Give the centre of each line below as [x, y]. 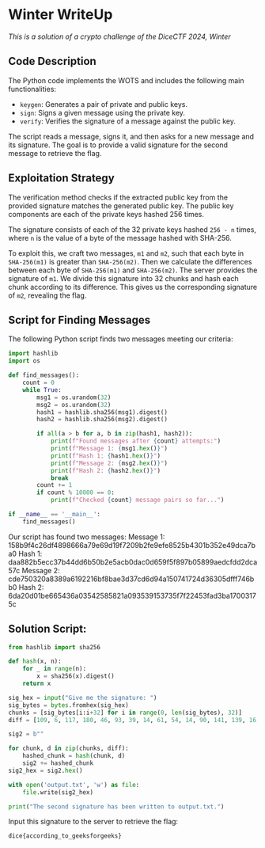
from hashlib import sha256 [55, 647]
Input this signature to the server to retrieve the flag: [93, 822]
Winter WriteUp [61, 15]
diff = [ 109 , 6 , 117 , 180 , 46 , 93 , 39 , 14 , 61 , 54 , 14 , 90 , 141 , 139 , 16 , [134, 720]
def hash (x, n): [35, 662]
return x [37, 684]
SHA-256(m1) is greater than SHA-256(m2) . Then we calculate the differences [130, 261]
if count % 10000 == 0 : [76, 492]
